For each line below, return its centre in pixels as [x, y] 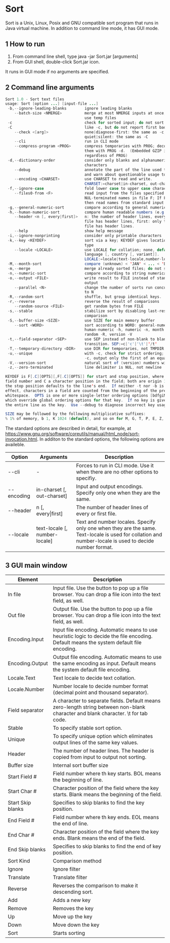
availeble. [15, 445]
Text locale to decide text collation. [94, 678]
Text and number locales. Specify [116, 522]
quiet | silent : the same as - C [116, 137]
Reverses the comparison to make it [95, 886]
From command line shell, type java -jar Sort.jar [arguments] [75, 56]
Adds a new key [72, 900]
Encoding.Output [28, 663]
